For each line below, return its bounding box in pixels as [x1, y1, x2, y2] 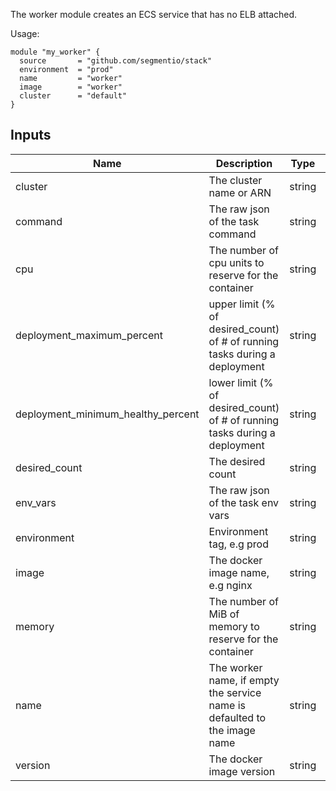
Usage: [10, 28, 40, 39]
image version [208, 764, 276, 778]
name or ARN [208, 185, 272, 199]
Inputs [10, 127, 52, 144]
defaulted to [208, 710, 267, 724]
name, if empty [208, 673, 280, 687]
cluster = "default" [19, 91, 128, 101]
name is [208, 698, 246, 712]
